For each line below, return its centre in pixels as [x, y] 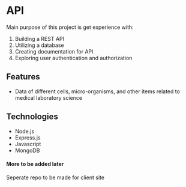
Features [23, 77]
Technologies [32, 117]
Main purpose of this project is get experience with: [70, 27]
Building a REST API [40, 38]
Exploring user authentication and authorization [73, 58]
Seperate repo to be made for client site [55, 177]
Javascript [28, 144]
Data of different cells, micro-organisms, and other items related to [97, 91]
